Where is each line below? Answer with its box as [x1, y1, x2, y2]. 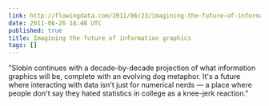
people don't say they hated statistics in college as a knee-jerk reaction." [8, 88, 249, 98]
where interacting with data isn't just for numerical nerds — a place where [8, 80, 252, 90]
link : [8, 11, 26, 20]
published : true [8, 26, 62, 34]
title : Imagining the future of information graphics [8, 33, 192, 42]
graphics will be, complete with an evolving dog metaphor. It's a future [8, 72, 241, 81]
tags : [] [8, 41, 38, 49]
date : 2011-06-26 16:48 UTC [8, 19, 102, 27]
